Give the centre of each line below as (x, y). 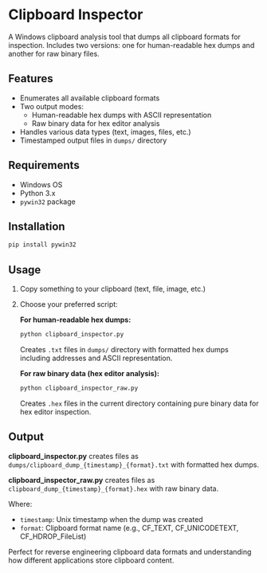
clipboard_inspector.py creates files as (74, 456)
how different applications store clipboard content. (91, 560)
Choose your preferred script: (69, 304)
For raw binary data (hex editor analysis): (89, 373)
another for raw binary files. (54, 53)
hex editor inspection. (55, 411)
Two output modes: (51, 106)
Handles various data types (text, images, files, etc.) (105, 131)
